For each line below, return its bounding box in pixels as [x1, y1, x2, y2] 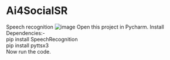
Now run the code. [6, 48, 51, 55]
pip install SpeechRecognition [6, 36, 78, 43]
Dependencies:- [6, 29, 45, 36]
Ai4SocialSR [6, 4, 68, 17]
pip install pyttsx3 [6, 42, 49, 49]
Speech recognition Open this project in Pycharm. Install [6, 23, 164, 30]
